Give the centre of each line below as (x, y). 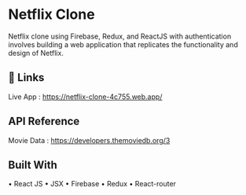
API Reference (44, 121)
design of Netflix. (36, 53)
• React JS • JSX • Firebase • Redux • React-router (92, 184)
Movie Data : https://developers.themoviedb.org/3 (89, 140)
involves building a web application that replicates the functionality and (123, 44)
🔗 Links (26, 77)
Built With (33, 165)
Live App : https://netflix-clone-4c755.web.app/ (85, 97)
